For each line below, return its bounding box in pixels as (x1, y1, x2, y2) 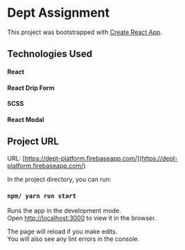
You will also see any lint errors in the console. (7, 235, 140, 243)
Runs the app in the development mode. (7, 206, 121, 214)
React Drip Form (7, 84, 55, 92)
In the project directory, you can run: (7, 175, 112, 183)
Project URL (7, 136, 59, 148)
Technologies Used (7, 48, 92, 60)
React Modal (7, 115, 44, 123)
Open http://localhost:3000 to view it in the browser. (7, 214, 157, 222)
